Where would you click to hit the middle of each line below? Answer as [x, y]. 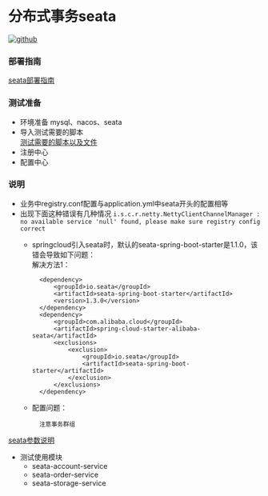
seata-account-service [70, 466]
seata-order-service [65, 474]
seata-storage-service [69, 483]
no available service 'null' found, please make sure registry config [140, 222]
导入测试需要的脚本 [52, 132]
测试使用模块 [41, 457]
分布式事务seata [62, 16]
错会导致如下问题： [64, 254]
